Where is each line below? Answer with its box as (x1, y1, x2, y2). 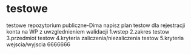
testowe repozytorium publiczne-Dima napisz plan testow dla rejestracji (6, 22, 186, 29)
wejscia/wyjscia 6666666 (6, 41, 71, 48)
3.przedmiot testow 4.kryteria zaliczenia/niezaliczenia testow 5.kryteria (6, 34, 184, 41)
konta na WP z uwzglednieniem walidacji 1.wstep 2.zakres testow (6, 28, 170, 35)
